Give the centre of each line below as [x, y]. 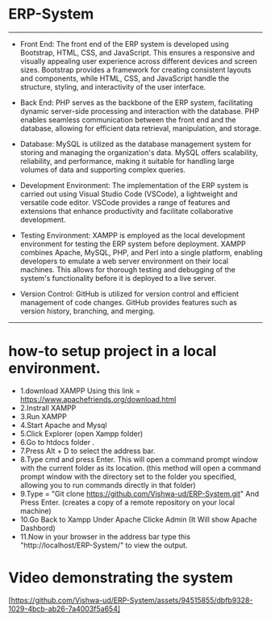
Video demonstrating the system [121, 578]
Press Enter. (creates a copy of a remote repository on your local [127, 502]
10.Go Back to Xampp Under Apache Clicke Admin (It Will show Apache [138, 519]
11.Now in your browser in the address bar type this [105, 536]
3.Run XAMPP [43, 416]
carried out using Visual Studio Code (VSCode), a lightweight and [129, 194]
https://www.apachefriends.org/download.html [98, 399]
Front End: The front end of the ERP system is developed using [124, 44]
